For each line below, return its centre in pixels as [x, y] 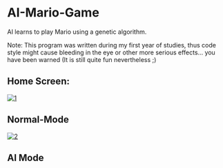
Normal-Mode [38, 119]
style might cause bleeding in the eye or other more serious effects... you [111, 52]
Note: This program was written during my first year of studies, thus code [111, 45]
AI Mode [26, 157]
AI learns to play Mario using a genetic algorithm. [77, 32]
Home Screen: [39, 82]
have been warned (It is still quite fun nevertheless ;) [82, 59]
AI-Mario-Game [54, 13]
